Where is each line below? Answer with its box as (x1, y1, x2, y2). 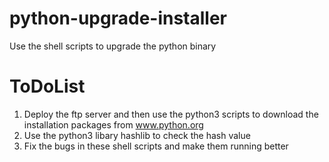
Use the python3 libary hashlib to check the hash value (23, 129, 251, 141)
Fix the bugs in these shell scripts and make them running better (23, 140, 289, 152)
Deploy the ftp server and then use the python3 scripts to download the (23, 108, 319, 120)
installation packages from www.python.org (23, 118, 204, 131)
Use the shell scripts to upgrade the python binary (9, 40, 217, 52)
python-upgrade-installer (9, 7, 228, 30)
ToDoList (9, 75, 86, 98)
